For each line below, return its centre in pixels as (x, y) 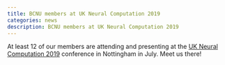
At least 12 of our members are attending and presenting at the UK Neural (113, 47)
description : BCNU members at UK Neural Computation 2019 (93, 27)
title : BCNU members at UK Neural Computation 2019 (84, 14)
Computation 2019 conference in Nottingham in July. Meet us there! (104, 54)
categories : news (32, 20)
